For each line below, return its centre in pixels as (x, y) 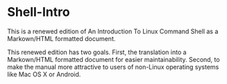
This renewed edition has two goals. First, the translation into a (97, 52)
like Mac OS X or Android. (44, 74)
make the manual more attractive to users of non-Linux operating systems (113, 67)
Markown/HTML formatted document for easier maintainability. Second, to (113, 59)
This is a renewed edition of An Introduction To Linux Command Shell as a (113, 31)
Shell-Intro (39, 12)
